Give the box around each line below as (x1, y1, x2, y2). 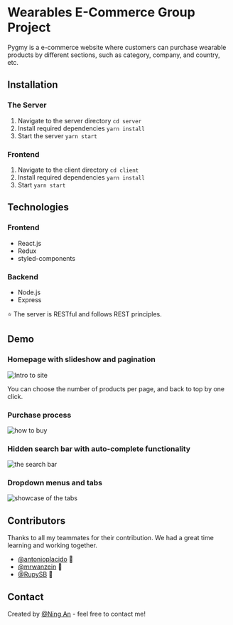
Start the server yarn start (17, 131, 97, 140)
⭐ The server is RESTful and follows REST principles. (7, 309, 162, 318)
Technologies (7, 201, 70, 214)
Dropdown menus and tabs (7, 478, 103, 488)
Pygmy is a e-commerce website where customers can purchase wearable (7, 43, 227, 51)
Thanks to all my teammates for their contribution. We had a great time (7, 534, 215, 542)
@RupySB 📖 (17, 570, 53, 579)
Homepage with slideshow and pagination (7, 354, 156, 364)
